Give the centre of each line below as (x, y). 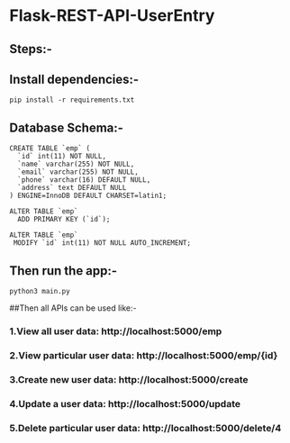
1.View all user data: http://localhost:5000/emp (116, 331)
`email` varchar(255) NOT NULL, (78, 172)
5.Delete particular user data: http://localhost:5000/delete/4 (145, 428)
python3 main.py (40, 292)
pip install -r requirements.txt (72, 100)
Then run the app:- (63, 271)
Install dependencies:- (74, 79)
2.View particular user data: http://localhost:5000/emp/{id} (144, 355)
